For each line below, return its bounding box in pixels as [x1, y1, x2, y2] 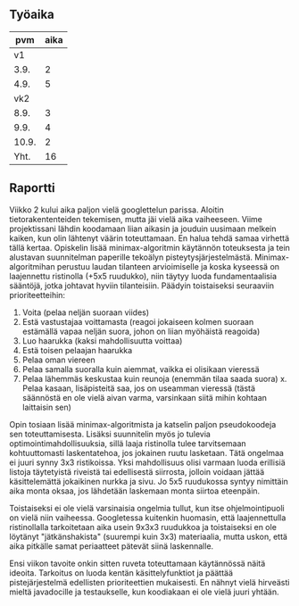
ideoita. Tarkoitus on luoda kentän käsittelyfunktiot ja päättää [9, 567, 234, 578]
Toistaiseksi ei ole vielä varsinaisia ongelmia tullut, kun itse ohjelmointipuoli [9, 502, 285, 513]
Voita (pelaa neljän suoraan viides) [21, 307, 150, 318]
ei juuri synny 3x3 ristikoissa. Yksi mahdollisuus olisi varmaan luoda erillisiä [9, 457, 286, 468]
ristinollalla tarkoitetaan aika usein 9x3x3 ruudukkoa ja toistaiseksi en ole [9, 521, 277, 532]
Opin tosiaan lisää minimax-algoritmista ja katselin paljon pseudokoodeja [9, 419, 277, 429]
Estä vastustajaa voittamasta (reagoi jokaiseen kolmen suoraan [21, 316, 254, 327]
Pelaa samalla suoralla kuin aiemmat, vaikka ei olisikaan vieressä [21, 363, 261, 374]
